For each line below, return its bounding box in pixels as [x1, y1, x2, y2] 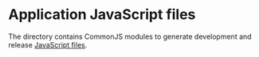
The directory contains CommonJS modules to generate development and [8, 32, 253, 41]
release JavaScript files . [8, 40, 88, 49]
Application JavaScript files [8, 6, 196, 24]
